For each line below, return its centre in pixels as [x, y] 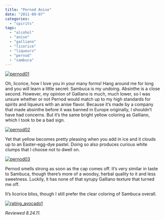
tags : [11, 28]
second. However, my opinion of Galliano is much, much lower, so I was [78, 94]
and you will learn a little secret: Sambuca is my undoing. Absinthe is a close [82, 89]
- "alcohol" [22, 32]
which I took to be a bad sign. [35, 120]
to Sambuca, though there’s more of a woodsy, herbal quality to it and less [81, 174]
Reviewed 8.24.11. [23, 213]
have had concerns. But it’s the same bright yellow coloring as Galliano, [78, 115]
